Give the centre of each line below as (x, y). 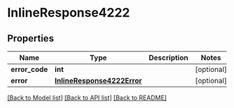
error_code (30, 69)
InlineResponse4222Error (99, 81)
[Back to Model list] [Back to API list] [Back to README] (87, 98)
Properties (31, 38)
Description (169, 58)
